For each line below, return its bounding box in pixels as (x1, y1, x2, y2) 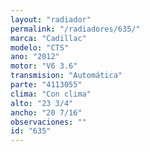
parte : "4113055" (10, 80, 83, 90)
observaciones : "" (10, 117, 87, 127)
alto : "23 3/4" (10, 98, 74, 108)
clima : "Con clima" (10, 89, 92, 99)
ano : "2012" (10, 52, 60, 62)
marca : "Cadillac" (10, 33, 87, 43)
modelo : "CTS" (10, 42, 70, 53)
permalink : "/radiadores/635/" (10, 24, 141, 34)
